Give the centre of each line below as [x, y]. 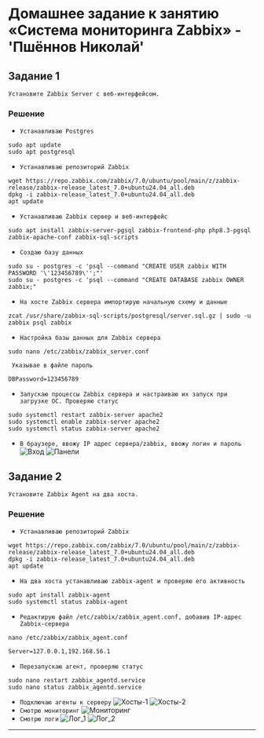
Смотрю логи [39, 719]
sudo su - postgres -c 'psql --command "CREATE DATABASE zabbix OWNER [126, 280]
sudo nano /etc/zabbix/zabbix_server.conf [79, 352]
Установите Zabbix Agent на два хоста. [73, 495]
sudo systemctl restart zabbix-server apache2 [86, 415]
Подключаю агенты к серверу [65, 703]
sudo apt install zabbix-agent [59, 595]
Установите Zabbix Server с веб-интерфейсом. [84, 94]
